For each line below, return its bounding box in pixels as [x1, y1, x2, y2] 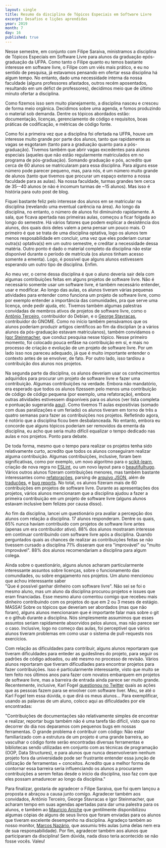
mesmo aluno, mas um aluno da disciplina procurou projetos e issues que [5, 588, 155, 594]
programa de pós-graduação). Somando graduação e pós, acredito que [5, 157, 152, 163]
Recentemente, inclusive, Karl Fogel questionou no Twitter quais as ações [5, 682, 156, 688]
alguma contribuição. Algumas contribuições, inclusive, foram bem [5, 453, 142, 459]
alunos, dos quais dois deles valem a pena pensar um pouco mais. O [5, 224, 145, 230]
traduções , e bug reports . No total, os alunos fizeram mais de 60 [5, 479, 137, 485]
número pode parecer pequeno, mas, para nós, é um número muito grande [5, 167, 159, 173]
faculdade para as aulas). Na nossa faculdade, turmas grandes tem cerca [5, 178, 155, 184]
